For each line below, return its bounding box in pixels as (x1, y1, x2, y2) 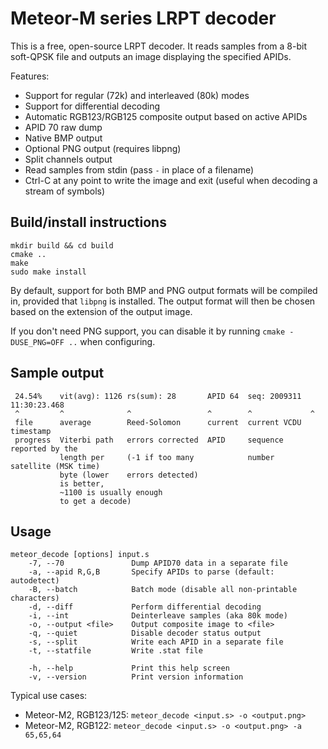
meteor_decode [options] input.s (10, 550, 150, 560)
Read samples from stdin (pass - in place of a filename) (24, 163, 255, 176)
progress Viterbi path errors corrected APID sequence (14, 435, 284, 445)
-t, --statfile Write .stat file (28, 646, 203, 656)
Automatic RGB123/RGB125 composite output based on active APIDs (24, 110, 308, 122)
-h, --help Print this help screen (28, 663, 230, 674)
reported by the (10, 443, 78, 454)
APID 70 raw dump (24, 121, 103, 133)
